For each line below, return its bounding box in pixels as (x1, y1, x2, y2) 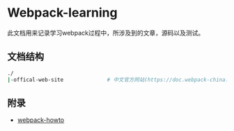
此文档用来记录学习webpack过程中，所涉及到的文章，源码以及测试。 (7, 28, 205, 37)
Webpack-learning (7, 5, 118, 21)
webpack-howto (17, 116, 65, 124)
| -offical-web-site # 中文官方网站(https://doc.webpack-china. (7, 76, 229, 83)
